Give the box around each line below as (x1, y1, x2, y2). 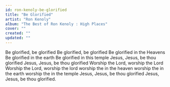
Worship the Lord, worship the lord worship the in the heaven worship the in (5, 65, 164, 71)
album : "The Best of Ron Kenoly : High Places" (5, 21, 108, 27)
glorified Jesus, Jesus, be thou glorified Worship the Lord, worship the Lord (5, 60, 163, 66)
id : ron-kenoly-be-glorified (5, 7, 67, 13)
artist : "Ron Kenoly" (5, 17, 51, 22)
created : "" (5, 31, 30, 36)
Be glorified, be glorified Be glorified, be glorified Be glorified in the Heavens (5, 49, 165, 55)
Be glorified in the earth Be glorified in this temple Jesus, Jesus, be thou (5, 54, 156, 60)
